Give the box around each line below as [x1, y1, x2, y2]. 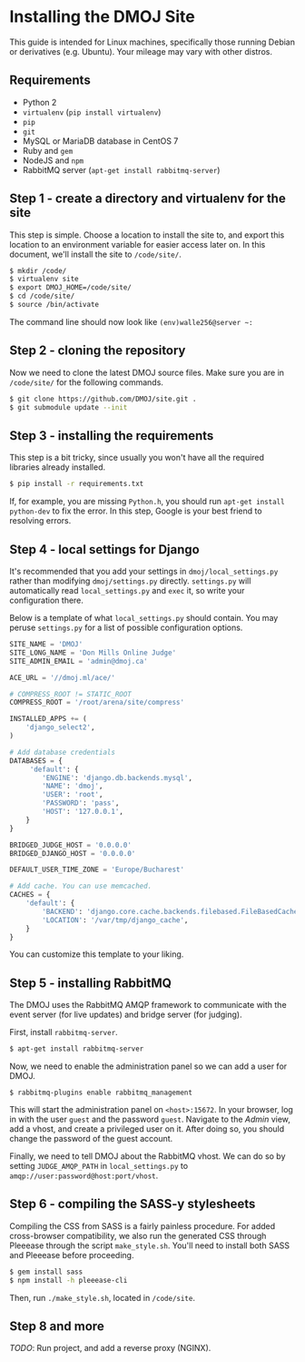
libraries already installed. [9, 462, 106, 473]
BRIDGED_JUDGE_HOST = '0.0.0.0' [9, 840, 132, 849]
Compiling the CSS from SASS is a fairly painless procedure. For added [9, 1220, 276, 1231]
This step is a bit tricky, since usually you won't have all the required [9, 452, 265, 463]
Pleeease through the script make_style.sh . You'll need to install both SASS [9, 1240, 290, 1251]
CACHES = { [9, 890, 51, 900]
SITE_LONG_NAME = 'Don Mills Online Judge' [9, 648, 177, 657]
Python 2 [22, 97, 57, 107]
